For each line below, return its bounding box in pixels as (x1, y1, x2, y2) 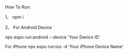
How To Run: (5, 4, 31, 10)
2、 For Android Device (5, 24, 52, 30)
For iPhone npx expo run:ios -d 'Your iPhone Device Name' (5, 44, 124, 49)
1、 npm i (5, 14, 24, 20)
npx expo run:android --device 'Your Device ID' (5, 34, 101, 40)
